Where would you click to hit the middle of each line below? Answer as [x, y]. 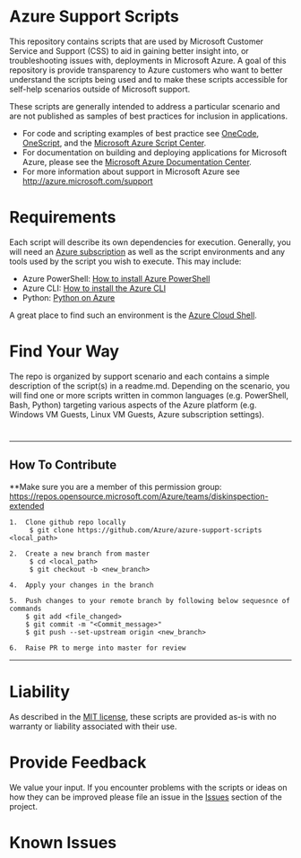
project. [24, 806]
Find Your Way [64, 351]
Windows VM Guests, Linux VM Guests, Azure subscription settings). [137, 414]
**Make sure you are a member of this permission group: [116, 486]
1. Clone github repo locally [68, 522]
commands [26, 608]
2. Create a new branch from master [80, 554]
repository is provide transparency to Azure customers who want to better [146, 70]
